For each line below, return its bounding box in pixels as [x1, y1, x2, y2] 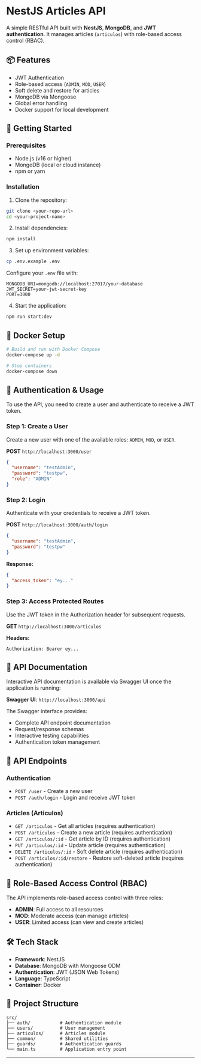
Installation [6, 183, 40, 191]
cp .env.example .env [6, 258, 60, 265]
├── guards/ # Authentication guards [6, 1041, 121, 1047]
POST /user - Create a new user [14, 788, 93, 795]
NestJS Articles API [6, 4, 106, 18]
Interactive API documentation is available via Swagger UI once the [6, 678, 172, 686]
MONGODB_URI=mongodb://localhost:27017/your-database [6, 281, 144, 287]
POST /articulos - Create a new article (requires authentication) [14, 829, 172, 836]
